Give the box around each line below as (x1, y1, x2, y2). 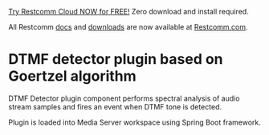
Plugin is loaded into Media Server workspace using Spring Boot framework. (8, 117, 261, 127)
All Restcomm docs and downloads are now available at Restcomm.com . (8, 22, 248, 31)
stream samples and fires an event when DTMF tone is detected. (8, 101, 222, 111)
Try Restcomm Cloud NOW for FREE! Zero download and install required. (8, 7, 249, 16)
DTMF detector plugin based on (8, 50, 223, 69)
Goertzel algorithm (8, 67, 137, 85)
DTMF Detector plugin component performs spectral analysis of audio (8, 93, 240, 103)
